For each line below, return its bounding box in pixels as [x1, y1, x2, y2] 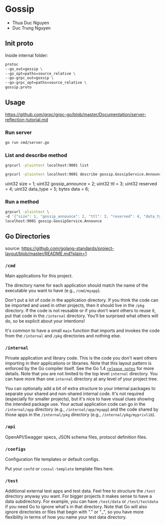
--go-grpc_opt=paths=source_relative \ [5, 80, 87, 85]
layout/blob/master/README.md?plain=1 [5, 250, 87, 257]
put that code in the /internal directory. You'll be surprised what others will [5, 313, 159, 319]
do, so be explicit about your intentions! [5, 318, 85, 324]
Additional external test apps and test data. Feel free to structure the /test [5, 488, 156, 494]
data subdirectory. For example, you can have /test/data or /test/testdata [5, 498, 159, 504]
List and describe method [5, 152, 67, 159]
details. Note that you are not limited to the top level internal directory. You [5, 371, 158, 377]
